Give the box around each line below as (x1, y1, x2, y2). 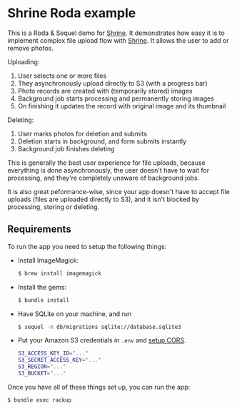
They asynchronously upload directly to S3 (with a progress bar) (17, 78, 208, 87)
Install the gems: (17, 283, 66, 291)
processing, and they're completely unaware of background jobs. (7, 173, 200, 182)
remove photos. (7, 44, 54, 52)
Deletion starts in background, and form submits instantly (17, 137, 187, 146)
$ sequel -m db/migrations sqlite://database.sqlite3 (17, 323, 181, 330)
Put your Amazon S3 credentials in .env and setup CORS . (17, 336, 186, 345)
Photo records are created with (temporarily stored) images (17, 86, 193, 95)
